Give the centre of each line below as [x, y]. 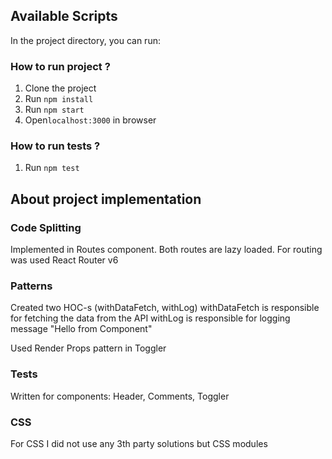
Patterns [31, 286]
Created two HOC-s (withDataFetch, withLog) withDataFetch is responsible [165, 308]
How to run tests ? [55, 146]
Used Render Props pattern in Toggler [88, 348]
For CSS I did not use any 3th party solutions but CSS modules [139, 443]
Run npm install [59, 99]
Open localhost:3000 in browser [90, 120]
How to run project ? [60, 66]
